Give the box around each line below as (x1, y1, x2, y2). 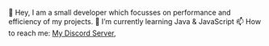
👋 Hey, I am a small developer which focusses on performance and (8, 8, 232, 17)
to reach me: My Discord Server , (8, 28, 116, 38)
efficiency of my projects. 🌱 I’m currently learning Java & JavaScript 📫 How (8, 17, 261, 26)
